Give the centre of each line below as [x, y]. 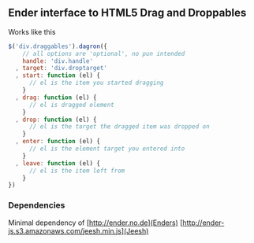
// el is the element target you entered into [107, 149]
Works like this [32, 31]
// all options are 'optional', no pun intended [104, 53]
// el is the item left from [77, 171]
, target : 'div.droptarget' [62, 68]
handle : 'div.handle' [58, 61]
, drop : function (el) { [56, 120]
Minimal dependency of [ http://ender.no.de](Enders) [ [95, 223]
